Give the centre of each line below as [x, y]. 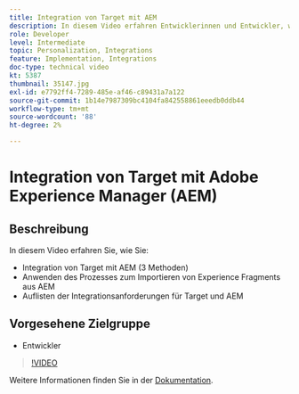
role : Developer [39, 34]
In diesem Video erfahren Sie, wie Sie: [79, 250]
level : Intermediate [48, 42]
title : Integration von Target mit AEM [83, 17]
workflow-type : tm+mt [49, 109]
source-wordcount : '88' [53, 117]
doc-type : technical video [59, 68]
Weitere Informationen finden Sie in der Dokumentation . [111, 380]
